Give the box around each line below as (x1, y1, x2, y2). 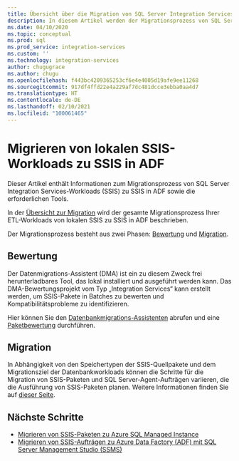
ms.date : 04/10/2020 (7, 24, 69, 31)
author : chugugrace (7, 63, 65, 71)
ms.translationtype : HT (7, 90, 78, 97)
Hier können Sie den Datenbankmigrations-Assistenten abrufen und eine (7, 313, 221, 321)
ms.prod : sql (7, 37, 46, 44)
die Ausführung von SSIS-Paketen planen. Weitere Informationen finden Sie (7, 383, 229, 392)
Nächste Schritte (7, 411, 84, 423)
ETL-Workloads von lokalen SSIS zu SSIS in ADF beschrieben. (7, 215, 188, 224)
